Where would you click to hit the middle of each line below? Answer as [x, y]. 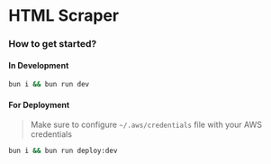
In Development [39, 65]
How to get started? [53, 44]
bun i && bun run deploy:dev [63, 151]
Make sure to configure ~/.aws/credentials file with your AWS [146, 125]
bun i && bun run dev [49, 85]
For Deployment [39, 105]
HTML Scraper [63, 16]
